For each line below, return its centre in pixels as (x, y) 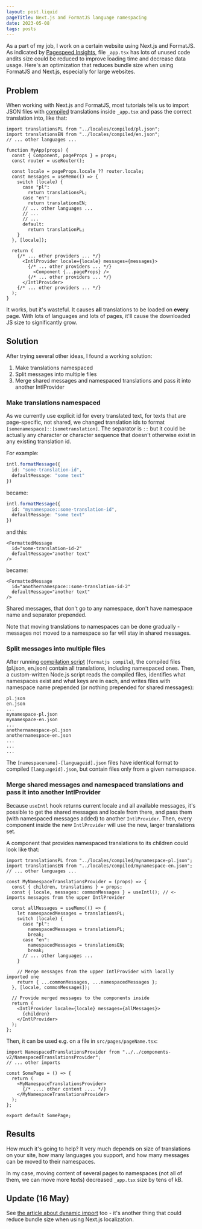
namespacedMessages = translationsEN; (77, 945)
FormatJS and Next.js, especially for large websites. (71, 72)
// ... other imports (33, 1062)
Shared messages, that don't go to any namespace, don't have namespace (99, 609)
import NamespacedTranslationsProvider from (63, 1052)
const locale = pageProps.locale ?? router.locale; (78, 172)
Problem (23, 90)
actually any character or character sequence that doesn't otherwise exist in (101, 435)
